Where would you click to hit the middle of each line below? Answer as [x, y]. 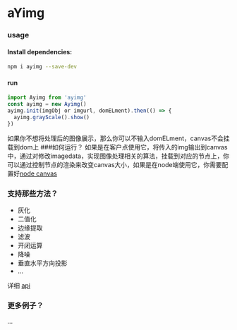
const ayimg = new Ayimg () [47, 104]
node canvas [39, 173]
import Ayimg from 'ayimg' [47, 98]
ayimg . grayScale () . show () [52, 118]
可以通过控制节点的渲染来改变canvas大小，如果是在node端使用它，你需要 [115, 164]
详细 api [19, 286]
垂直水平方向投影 [42, 263]
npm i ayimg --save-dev [42, 67]
